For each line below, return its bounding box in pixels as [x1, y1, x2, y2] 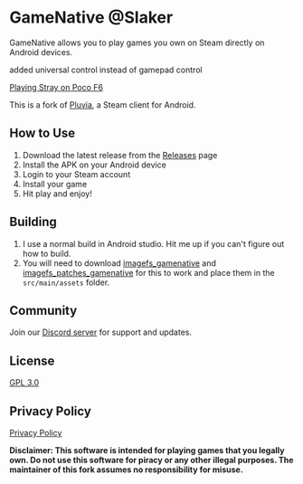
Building [9, 214, 57, 230]
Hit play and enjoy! [22, 188, 93, 199]
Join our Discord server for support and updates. [9, 327, 193, 337]
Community [9, 302, 78, 318]
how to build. [22, 248, 71, 259]
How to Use [9, 126, 76, 141]
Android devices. [9, 46, 73, 57]
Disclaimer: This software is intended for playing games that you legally [9, 445, 285, 455]
